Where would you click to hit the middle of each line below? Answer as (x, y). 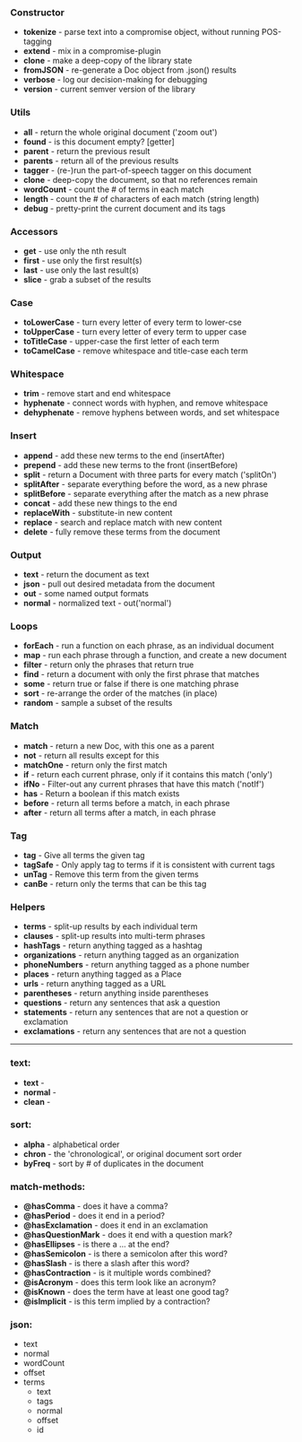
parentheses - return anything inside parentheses (116, 994)
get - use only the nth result (75, 251)
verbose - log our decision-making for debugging (115, 80)
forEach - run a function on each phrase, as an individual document (148, 646)
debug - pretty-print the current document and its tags (125, 208)
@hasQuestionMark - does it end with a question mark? (128, 1235)
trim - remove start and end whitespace (97, 394)
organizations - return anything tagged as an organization (131, 955)
